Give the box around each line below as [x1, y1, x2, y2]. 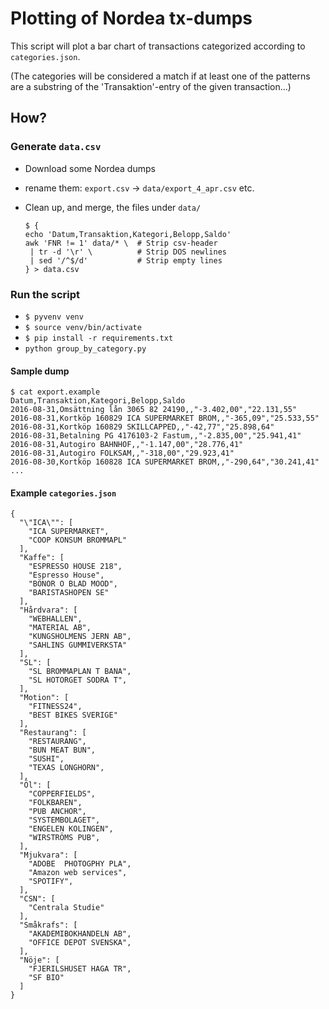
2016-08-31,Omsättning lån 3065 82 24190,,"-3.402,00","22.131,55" [10, 405, 298, 415]
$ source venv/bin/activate [24, 322, 142, 332]
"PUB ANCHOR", [28, 807, 87, 817]
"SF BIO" [28, 973, 65, 983]
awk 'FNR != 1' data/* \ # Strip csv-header [24, 238, 218, 248]
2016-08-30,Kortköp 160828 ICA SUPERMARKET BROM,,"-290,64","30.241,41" [10, 457, 320, 467]
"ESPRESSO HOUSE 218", [28, 562, 123, 572]
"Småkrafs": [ [19, 920, 78, 931]
